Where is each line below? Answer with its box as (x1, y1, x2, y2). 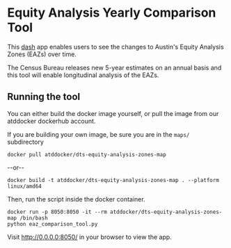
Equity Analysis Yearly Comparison (7, 5, 216, 21)
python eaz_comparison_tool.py (7, 220, 98, 227)
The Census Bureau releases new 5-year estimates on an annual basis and (7, 63, 222, 72)
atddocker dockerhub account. (7, 117, 96, 125)
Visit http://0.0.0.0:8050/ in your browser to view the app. (7, 233, 172, 241)
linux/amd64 (7, 183, 42, 190)
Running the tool (7, 91, 81, 103)
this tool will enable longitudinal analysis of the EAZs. (7, 71, 159, 79)
